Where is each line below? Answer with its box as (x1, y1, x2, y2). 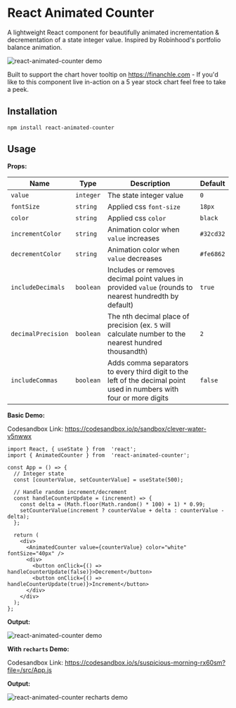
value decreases (107, 253, 163, 263)
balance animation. (7, 43, 63, 51)
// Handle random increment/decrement (13, 488, 128, 495)
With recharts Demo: (7, 644, 70, 653)
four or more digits (107, 393, 169, 403)
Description (130, 178, 171, 188)
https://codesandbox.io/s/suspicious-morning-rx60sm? (64, 658, 226, 667)
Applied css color (107, 213, 166, 222)
